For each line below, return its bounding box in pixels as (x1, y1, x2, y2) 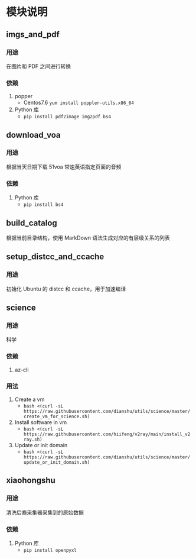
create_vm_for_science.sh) (23, 413, 90, 419)
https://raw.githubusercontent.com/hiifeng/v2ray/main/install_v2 (23, 431, 191, 437)
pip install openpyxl (23, 547, 77, 553)
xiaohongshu (6, 476, 56, 486)
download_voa (6, 130, 61, 140)
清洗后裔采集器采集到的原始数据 (6, 509, 84, 516)
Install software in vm (14, 418, 67, 426)
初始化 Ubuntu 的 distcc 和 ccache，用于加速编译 (6, 285, 126, 292)
